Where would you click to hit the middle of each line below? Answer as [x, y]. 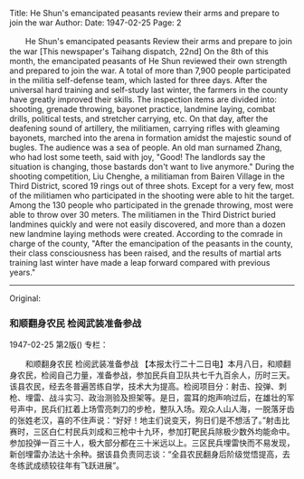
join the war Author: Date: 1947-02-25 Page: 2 [95, 23]
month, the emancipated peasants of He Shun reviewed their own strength [148, 61]
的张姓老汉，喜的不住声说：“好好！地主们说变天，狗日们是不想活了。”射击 [146, 420]
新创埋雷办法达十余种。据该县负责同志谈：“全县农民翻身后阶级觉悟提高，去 [150, 455]
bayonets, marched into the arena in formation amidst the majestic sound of [151, 138]
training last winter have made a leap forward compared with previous [140, 263]
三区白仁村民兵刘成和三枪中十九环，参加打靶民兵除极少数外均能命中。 [164, 432]
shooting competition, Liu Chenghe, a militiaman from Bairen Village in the [147, 176]
